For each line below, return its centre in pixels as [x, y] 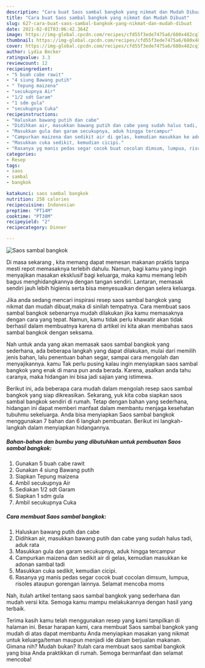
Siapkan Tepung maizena [47, 476]
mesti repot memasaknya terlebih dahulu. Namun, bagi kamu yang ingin [97, 269]
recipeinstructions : [33, 114]
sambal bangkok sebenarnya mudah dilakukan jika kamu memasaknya [95, 313]
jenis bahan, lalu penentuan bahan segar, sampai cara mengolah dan [93, 357]
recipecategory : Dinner [37, 228]
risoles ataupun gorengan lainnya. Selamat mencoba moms [90, 584]
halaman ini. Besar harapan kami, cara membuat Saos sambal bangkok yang [102, 626]
